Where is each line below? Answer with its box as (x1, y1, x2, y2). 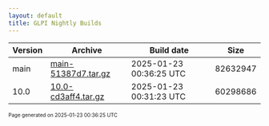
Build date (149, 45, 190, 56)
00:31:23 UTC (130, 91, 187, 102)
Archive (71, 45, 102, 56)
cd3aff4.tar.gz (50, 91, 105, 102)
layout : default (8, 11, 62, 20)
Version (12, 45, 43, 56)
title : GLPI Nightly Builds (8, 19, 102, 27)
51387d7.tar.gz (50, 68, 110, 79)
